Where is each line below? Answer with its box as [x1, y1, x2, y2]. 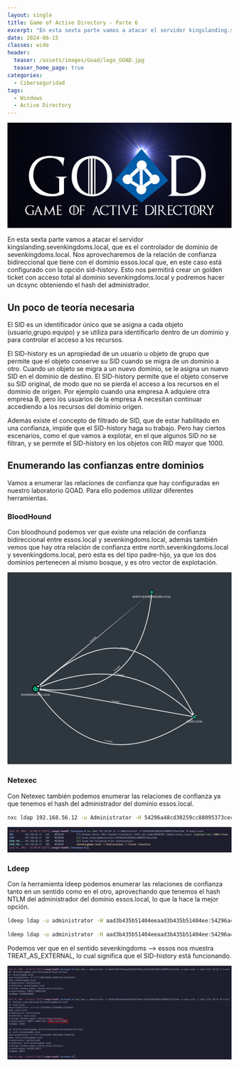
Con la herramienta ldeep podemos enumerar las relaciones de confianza [7, 879, 223, 888]
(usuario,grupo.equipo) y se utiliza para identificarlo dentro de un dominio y [7, 328, 229, 337]
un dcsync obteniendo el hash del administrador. [7, 280, 151, 289]
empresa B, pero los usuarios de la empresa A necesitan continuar [7, 395, 203, 403]
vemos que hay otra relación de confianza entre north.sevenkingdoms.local [7, 543, 229, 552]
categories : [7, 71, 43, 79]
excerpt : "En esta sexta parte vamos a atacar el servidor [7, 26, 186, 34]
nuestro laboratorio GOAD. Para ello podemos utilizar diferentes [7, 486, 194, 495]
